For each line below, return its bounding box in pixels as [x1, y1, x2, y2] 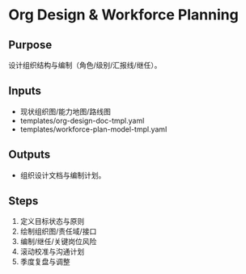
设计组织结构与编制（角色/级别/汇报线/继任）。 [8, 61, 162, 70]
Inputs [8, 84, 42, 98]
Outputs [8, 148, 51, 162]
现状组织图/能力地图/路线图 [19, 107, 111, 116]
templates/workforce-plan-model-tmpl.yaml [19, 124, 168, 134]
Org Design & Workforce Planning [8, 6, 239, 24]
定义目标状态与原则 [19, 217, 85, 226]
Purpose [8, 38, 53, 52]
